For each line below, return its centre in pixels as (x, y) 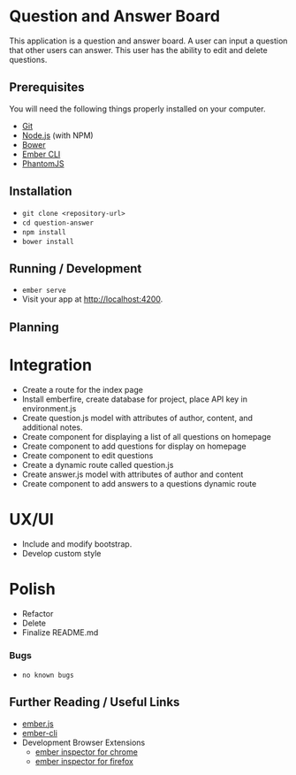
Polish (32, 589)
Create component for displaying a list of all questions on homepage (146, 436)
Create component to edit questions (87, 455)
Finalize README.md (60, 632)
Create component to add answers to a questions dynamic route (139, 483)
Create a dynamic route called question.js (98, 464)
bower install (48, 242)
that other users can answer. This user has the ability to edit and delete (138, 50)
